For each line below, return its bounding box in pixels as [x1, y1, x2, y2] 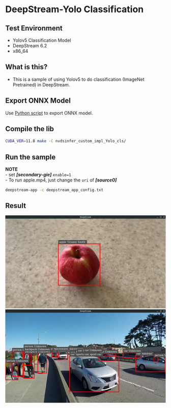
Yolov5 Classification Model [12, 37, 71, 43]
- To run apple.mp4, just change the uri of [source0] [5, 177, 117, 183]
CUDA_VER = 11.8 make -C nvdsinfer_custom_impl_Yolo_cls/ [5, 139, 126, 144]
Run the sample [5, 152, 56, 161]
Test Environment [5, 24, 63, 33]
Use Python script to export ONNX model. [5, 110, 93, 116]
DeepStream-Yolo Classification [5, 4, 144, 15]
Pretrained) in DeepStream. [12, 81, 70, 87]
